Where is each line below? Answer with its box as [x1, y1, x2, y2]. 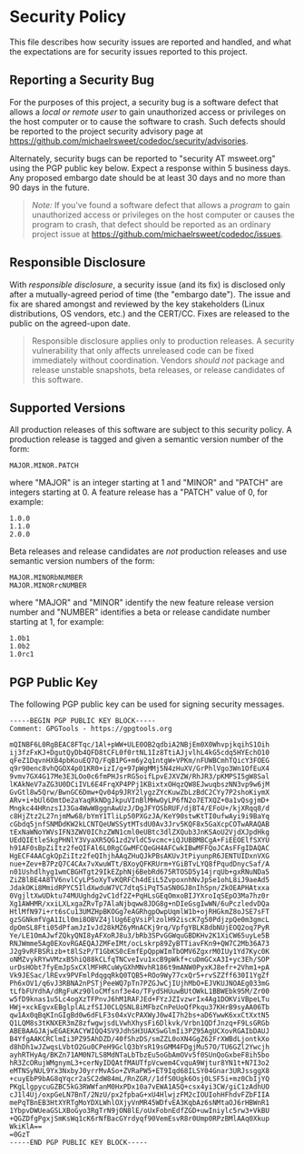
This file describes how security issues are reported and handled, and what [9, 36, 292, 47]
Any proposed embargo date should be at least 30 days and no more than [9, 172, 286, 183]
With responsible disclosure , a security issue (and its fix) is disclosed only [9, 279, 286, 290]
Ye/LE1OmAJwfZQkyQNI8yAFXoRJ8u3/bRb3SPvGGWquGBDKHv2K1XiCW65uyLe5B [9, 931, 270, 940]
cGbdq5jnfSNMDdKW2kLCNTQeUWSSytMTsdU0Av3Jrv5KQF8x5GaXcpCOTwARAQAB [9, 820, 270, 829]
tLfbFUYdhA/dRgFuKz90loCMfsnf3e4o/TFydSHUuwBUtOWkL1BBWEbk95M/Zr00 [9, 987, 270, 997]
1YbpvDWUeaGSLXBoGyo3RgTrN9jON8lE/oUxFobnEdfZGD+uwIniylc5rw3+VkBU [9, 1107, 270, 1116]
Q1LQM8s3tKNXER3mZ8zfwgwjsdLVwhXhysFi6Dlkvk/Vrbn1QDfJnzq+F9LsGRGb [9, 1019, 270, 1029]
